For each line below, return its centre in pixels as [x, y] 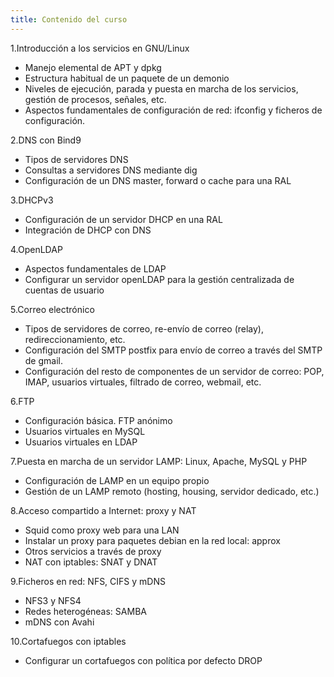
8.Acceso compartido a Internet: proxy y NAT [103, 510]
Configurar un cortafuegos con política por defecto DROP [143, 660]
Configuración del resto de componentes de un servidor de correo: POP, [174, 371]
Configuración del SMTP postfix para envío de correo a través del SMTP [173, 350]
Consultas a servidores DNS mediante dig [111, 170]
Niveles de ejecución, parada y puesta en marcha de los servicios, [161, 88]
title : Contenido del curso [69, 19]
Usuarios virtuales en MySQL [85, 431]
